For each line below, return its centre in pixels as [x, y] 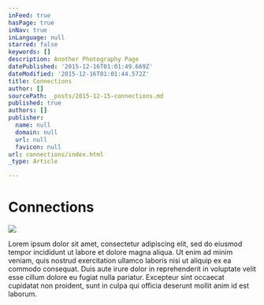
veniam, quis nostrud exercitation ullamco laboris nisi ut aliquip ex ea [120, 261]
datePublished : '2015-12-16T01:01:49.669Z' [81, 67]
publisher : [26, 118]
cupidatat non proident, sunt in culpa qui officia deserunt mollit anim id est [129, 286]
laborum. [23, 294]
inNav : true [28, 30]
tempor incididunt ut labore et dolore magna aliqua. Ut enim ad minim [121, 252]
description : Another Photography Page [74, 60]
